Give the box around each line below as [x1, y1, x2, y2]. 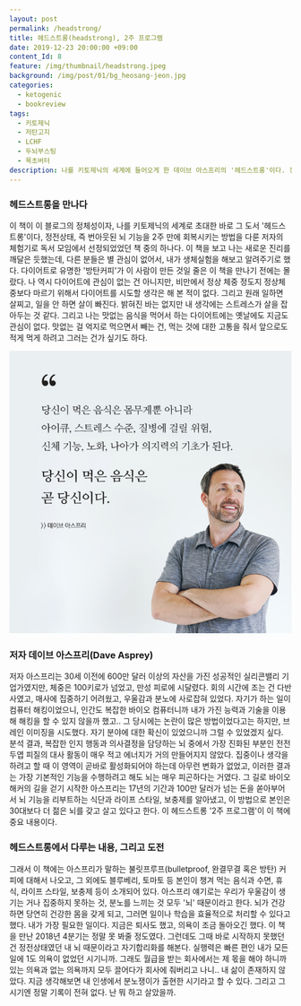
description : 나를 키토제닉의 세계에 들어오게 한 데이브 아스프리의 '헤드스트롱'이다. [9, 166, 286, 175]
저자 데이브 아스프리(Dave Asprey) [9, 648, 154, 661]
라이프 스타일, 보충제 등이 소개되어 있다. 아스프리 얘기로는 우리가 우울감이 [21, 886, 277, 897]
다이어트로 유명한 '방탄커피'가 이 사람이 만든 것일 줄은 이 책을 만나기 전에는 [21, 265, 281, 275]
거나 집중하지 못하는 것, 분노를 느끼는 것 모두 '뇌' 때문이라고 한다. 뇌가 [25, 897, 269, 907]
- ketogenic [17, 90, 63, 99]
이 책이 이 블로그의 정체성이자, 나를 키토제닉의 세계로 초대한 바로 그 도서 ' [9, 220, 264, 230]
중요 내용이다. [9, 817, 58, 828]
